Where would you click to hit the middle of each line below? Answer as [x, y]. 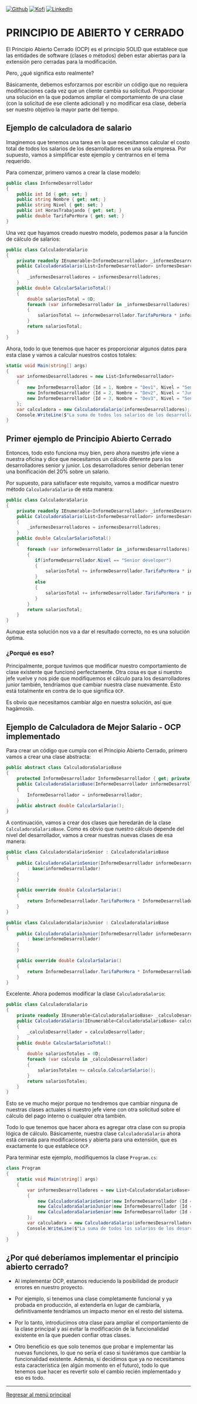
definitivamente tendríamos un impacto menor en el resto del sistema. [99, 1311]
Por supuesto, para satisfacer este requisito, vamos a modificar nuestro [92, 483]
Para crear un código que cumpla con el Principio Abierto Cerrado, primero [97, 751]
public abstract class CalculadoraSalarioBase [64, 768]
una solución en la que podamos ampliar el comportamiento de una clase [95, 97]
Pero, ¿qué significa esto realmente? [50, 73]
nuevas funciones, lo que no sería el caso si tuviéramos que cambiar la [100, 1353]
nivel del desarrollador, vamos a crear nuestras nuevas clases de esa [89, 835]
